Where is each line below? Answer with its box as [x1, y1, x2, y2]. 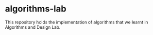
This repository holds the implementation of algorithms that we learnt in [5, 19, 148, 25]
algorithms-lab [5, 3, 67, 14]
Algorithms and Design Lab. [5, 24, 61, 30]
